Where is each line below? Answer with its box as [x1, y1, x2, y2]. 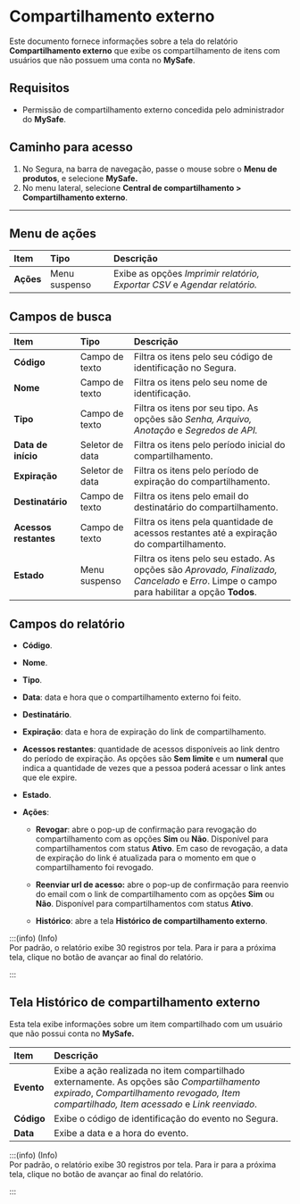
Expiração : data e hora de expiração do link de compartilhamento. [21, 727, 267, 737]
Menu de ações [9, 226, 96, 241]
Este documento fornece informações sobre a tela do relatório [9, 36, 238, 46]
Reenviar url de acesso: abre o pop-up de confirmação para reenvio [35, 879, 289, 890]
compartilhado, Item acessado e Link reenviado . [54, 1098, 257, 1110]
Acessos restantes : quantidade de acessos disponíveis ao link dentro [21, 743, 280, 754]
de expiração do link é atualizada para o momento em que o [35, 852, 256, 863]
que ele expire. [21, 772, 78, 783]
